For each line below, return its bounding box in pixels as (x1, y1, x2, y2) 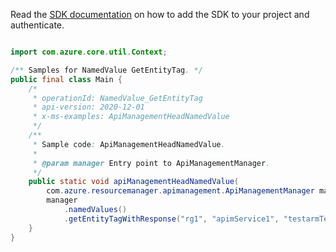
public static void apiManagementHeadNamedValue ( (28, 177, 240, 187)
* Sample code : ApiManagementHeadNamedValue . (32, 139, 226, 149)
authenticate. (10, 19, 65, 31)
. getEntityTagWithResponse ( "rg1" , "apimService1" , (63, 214, 280, 224)
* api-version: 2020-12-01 (32, 102, 145, 113)
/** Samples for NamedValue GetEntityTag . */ (10, 65, 203, 75)
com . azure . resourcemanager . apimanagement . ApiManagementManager (46, 186, 315, 196)
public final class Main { (10, 74, 123, 84)
